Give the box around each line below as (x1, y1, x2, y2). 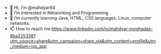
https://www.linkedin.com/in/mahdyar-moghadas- (51, 26, 153, 31)
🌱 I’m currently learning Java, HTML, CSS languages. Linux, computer (9, 15, 151, 21)
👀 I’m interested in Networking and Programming (9, 10, 108, 16)
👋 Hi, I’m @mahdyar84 (9, 5, 55, 10)
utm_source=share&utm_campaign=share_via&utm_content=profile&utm (9, 38, 156, 44)
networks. (9, 20, 30, 26)
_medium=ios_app (9, 43, 47, 49)
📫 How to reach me (9, 26, 51, 31)
